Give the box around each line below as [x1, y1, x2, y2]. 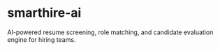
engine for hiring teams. [7, 35, 76, 43]
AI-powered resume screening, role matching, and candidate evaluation [7, 28, 214, 36]
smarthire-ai [7, 5, 82, 21]
